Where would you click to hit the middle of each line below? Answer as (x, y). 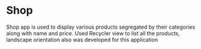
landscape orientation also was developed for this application (82, 39)
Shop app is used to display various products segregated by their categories (101, 27)
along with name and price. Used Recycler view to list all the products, (93, 33)
